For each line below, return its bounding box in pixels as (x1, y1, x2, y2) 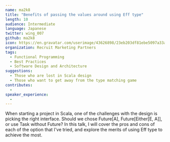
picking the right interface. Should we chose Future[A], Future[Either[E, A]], (5, 116, 162, 122)
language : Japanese (5, 26, 47, 31)
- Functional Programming (10, 54, 65, 60)
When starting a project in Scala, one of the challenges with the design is (5, 111, 158, 117)
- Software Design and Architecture (10, 64, 87, 69)
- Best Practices (10, 59, 47, 64)
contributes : (5, 82, 33, 87)
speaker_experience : (5, 92, 49, 97)
